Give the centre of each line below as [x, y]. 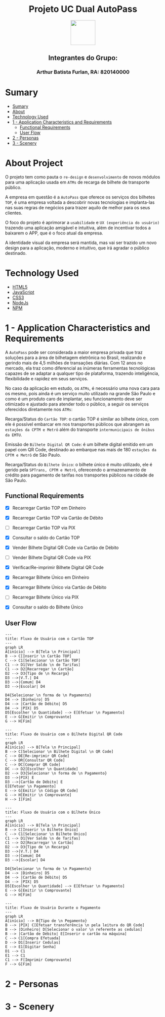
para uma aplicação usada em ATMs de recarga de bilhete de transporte [77, 182]
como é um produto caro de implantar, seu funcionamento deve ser [74, 399]
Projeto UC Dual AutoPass [83, 9]
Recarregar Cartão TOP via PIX [44, 528]
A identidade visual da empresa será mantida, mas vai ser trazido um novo [81, 243]
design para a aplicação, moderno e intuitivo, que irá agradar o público [77, 248]
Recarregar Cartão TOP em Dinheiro [49, 508]
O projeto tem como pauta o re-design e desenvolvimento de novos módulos [83, 177]
